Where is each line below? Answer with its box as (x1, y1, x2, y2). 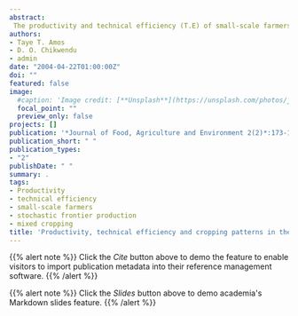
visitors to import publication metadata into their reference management (9, 261, 272, 272)
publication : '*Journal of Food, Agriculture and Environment (9, 129, 244, 138)
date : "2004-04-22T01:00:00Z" (9, 63, 122, 72)
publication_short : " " (9, 137, 98, 146)
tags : (9, 178, 29, 187)
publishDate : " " (9, 162, 74, 170)
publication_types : (9, 145, 82, 154)
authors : (9, 29, 42, 38)
